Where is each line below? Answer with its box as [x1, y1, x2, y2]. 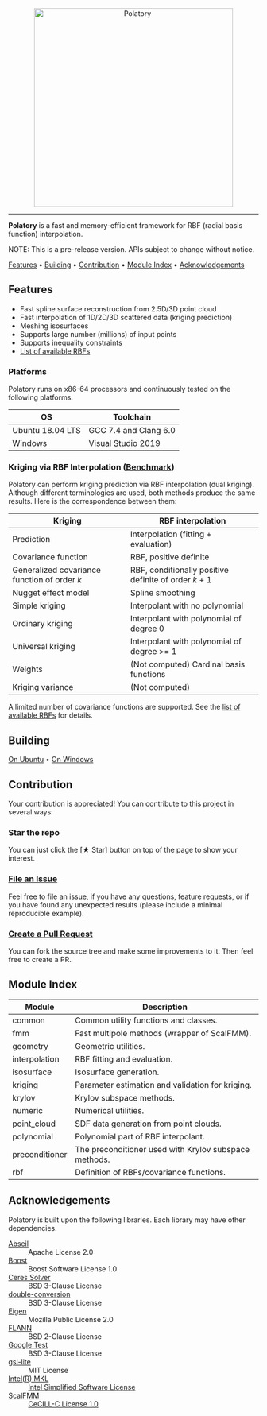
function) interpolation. [8, 230, 83, 238]
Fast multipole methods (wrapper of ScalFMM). [75, 1027, 252, 1039]
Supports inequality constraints [19, 338, 123, 347]
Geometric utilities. [75, 1040, 145, 1051]
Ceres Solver [8, 1272, 51, 1282]
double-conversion [8, 1289, 71, 1298]
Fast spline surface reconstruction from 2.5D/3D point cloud [19, 304, 217, 313]
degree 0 [130, 623, 164, 634]
